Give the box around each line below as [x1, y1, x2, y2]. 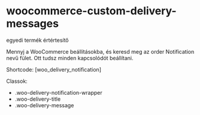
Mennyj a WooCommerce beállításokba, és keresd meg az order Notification [6, 48, 195, 55]
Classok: [6, 77, 28, 85]
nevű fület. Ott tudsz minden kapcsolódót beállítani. [6, 54, 134, 61]
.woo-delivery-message [14, 101, 74, 108]
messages [6, 17, 59, 30]
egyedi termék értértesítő [6, 36, 69, 43]
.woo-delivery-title [14, 95, 61, 102]
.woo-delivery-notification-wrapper [14, 89, 103, 96]
